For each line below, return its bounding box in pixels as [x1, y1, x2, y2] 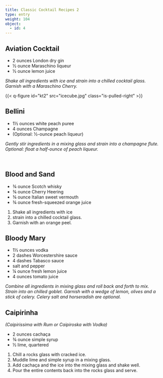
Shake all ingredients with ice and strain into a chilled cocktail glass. [5, 78, 146, 84]
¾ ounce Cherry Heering [12, 189, 64, 194]
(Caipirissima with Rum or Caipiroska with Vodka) [5, 322, 108, 328]
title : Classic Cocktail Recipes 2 [5, 7, 79, 12]
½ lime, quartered [12, 342, 49, 348]
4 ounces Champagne [12, 126, 58, 132]
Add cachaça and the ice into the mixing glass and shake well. [12, 362, 141, 368]
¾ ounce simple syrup [12, 337, 58, 343]
